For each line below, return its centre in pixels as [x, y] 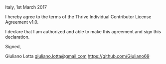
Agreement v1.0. [22, 22]
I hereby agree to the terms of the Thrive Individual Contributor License [78, 17]
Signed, [13, 46]
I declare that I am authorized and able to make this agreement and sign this [83, 32]
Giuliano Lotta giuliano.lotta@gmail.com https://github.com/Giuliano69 [77, 56]
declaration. [17, 37]
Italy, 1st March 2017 [26, 7]
